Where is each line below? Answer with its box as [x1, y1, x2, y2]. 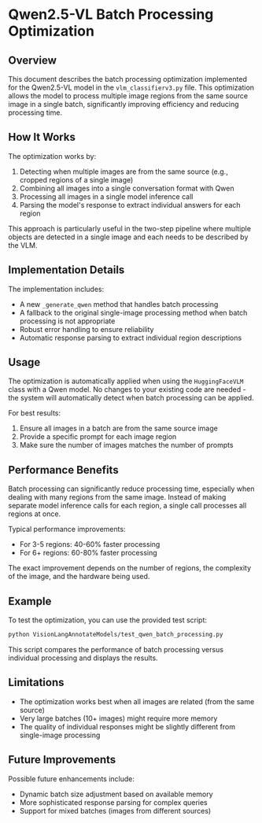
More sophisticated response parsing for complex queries [19, 797, 208, 807]
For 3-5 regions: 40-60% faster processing [19, 540, 161, 549]
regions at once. [8, 509, 61, 519]
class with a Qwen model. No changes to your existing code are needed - [8, 385, 246, 394]
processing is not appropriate [19, 316, 116, 326]
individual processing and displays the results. [8, 653, 159, 662]
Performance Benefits [8, 463, 120, 477]
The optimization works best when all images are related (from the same [19, 696, 255, 706]
